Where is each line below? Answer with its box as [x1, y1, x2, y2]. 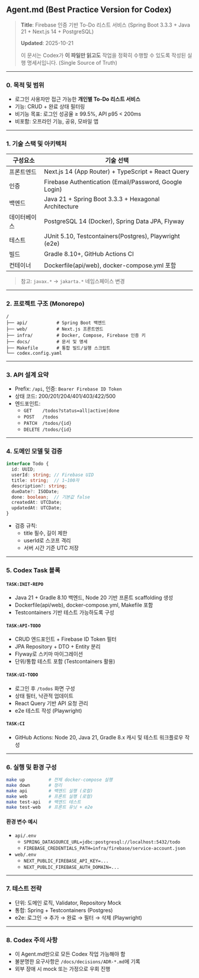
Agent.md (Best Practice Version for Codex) [6, 5, 172, 15]
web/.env [14, 852, 37, 858]
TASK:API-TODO [6, 623, 41, 628]
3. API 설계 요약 [6, 370, 49, 379]
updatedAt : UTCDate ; [11, 505, 62, 511]
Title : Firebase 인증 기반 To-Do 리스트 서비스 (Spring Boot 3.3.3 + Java [20, 21, 191, 28]
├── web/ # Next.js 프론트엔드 [6, 326, 104, 332]
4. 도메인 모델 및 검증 [6, 447, 63, 455]
